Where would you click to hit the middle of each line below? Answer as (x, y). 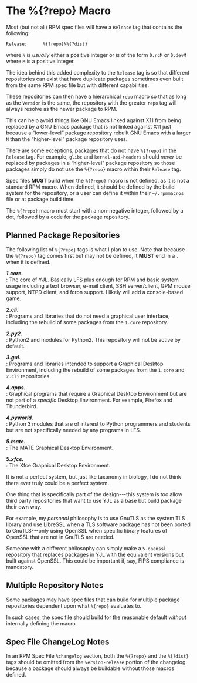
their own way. (24, 507)
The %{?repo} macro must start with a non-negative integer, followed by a (95, 210)
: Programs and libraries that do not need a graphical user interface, (88, 316)
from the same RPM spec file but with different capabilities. (78, 85)
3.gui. (13, 357)
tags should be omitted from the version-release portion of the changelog (96, 662)
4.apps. (16, 387)
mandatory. (20, 567)
